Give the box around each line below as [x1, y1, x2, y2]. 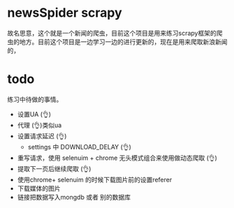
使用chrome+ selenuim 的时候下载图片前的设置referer [17, 175, 173, 184]
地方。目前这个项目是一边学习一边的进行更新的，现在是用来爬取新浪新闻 [19, 37, 228, 46]
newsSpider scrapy [7, 5, 122, 21]
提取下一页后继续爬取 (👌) [17, 164, 92, 172]
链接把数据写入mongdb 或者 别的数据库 [17, 193, 131, 201]
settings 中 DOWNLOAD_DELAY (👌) [27, 142, 131, 151]
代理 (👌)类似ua [17, 121, 62, 129]
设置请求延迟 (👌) [17, 131, 67, 140]
